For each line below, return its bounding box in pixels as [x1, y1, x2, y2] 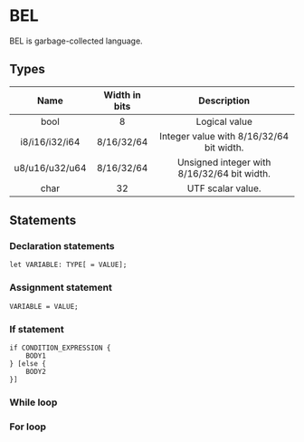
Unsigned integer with [176, 156, 271, 168]
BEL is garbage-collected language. [9, 35, 143, 46]
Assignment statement [9, 282, 113, 294]
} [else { [9, 360, 47, 369]
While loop [9, 396, 58, 408]
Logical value [195, 115, 253, 128]
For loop [9, 420, 47, 433]
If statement [9, 322, 65, 335]
